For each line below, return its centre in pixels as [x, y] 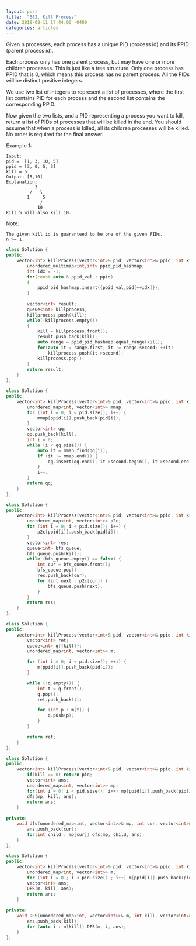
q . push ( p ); [61, 715]
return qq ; [40, 483]
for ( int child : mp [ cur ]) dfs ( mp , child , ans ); [86, 834]
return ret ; [42, 737]
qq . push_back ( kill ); [52, 434]
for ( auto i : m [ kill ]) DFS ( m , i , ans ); [77, 927]
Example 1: [19, 146]
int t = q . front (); [61, 689]
